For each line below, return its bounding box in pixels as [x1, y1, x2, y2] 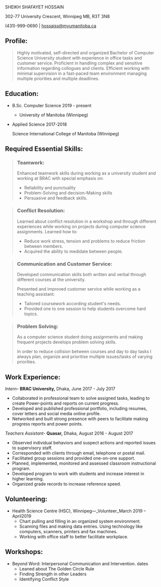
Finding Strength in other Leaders [19, 571, 87, 577]
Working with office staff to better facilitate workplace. [19, 534, 129, 539]
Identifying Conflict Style [19, 576, 69, 582]
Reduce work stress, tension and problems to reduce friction [24, 238, 145, 244]
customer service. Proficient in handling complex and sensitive [16, 60, 143, 66]
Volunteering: [5, 495, 48, 504]
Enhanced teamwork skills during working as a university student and [16, 170, 156, 176]
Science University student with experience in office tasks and [16, 55, 142, 61]
